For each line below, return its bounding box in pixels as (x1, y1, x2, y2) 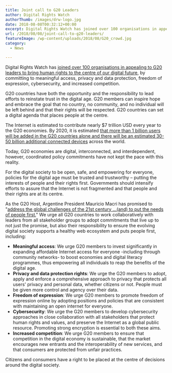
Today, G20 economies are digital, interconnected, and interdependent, (5, 148, 156, 154)
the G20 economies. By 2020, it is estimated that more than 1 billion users (5, 127, 161, 134)
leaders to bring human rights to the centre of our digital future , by (5, 70, 145, 76)
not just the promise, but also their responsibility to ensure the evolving (5, 222, 155, 228)
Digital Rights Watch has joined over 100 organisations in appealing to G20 (5, 64, 162, 70)
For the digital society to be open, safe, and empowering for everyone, (5, 169, 154, 175)
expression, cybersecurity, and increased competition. (5, 80, 120, 86)
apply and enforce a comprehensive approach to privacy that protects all (12, 276, 167, 282)
